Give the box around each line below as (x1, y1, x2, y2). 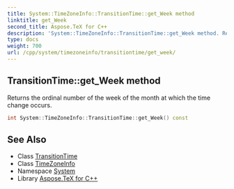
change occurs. (7, 100, 52, 109)
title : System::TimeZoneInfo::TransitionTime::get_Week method (7, 10, 195, 17)
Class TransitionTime (17, 152, 78, 160)
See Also (7, 133, 47, 145)
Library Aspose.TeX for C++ (17, 174, 98, 183)
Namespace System (17, 167, 75, 175)
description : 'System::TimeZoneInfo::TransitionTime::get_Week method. (7, 29, 219, 37)
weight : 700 (7, 43, 42, 50)
